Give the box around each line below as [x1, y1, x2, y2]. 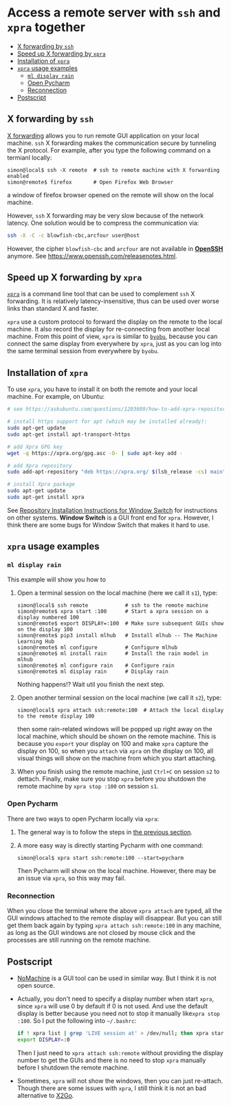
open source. [16, 981, 55, 989]
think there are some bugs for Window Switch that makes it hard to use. [7, 520, 210, 529]
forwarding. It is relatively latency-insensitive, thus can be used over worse [7, 297, 220, 305]
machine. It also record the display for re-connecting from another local [7, 325, 210, 333]
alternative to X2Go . [16, 1091, 74, 1099]
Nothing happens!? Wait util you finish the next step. [16, 680, 165, 688]
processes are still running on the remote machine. [7, 936, 151, 944]
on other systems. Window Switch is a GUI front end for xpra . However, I [7, 513, 214, 522]
